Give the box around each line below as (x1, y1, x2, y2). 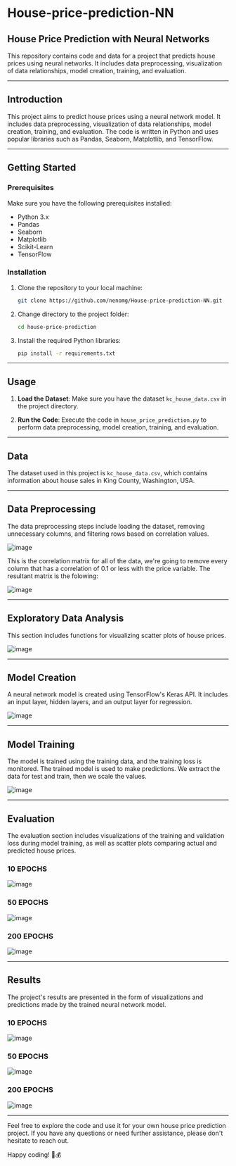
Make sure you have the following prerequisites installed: (7, 199, 172, 207)
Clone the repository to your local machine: (17, 283, 143, 291)
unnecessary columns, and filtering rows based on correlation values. (7, 529, 209, 538)
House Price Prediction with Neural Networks (7, 33, 210, 45)
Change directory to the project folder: (17, 310, 129, 318)
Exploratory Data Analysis (7, 613, 124, 625)
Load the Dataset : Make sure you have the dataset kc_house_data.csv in (17, 394, 227, 403)
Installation (7, 268, 47, 277)
